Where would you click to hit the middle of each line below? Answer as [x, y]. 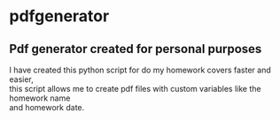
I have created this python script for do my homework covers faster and [140, 70]
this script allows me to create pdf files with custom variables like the [135, 89]
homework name [40, 98]
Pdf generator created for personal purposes [136, 49]
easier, [21, 79]
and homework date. [47, 107]
